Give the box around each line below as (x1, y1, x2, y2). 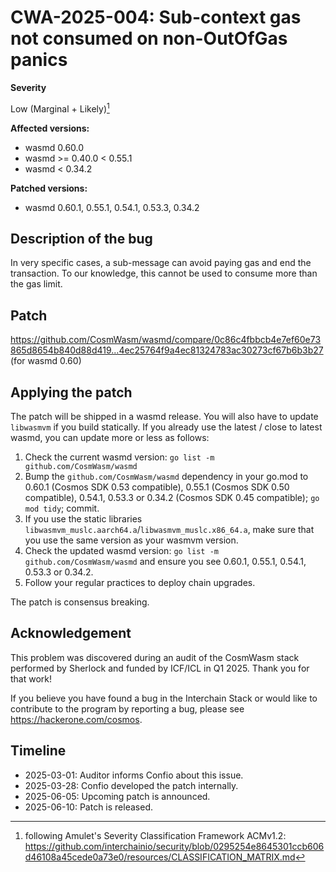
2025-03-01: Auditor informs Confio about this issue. (24, 769, 244, 781)
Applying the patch (10, 384, 133, 401)
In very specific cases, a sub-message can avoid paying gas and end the (10, 257, 312, 269)
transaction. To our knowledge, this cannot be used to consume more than (10, 267, 318, 280)
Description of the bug (10, 230, 153, 247)
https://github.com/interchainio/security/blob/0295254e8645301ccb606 (24, 840, 325, 852)
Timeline (10, 742, 67, 760)
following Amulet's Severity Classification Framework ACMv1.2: (24, 829, 287, 841)
